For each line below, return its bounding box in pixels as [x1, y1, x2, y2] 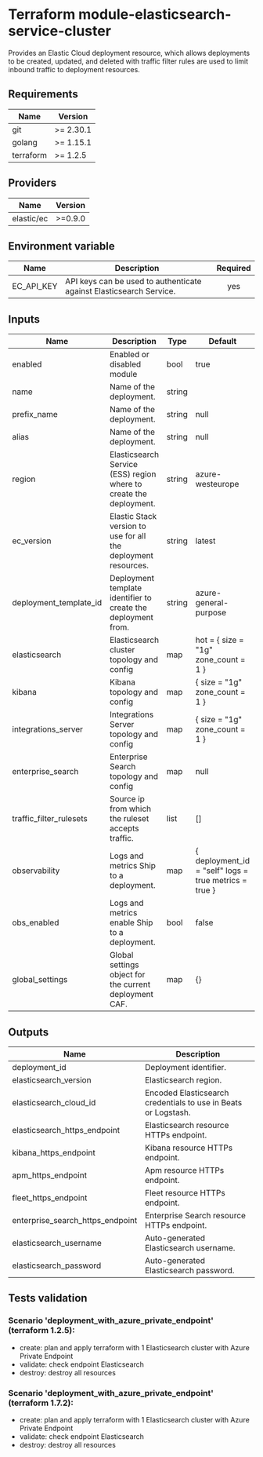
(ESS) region [109, 469, 157, 480]
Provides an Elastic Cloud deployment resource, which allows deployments [8, 48, 250, 57]
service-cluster [8, 22, 112, 40]
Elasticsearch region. [144, 1075, 222, 1085]
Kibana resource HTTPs [144, 1142, 233, 1153]
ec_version [12, 535, 52, 546]
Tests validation [8, 1291, 88, 1305]
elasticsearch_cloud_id [12, 1097, 96, 1108]
